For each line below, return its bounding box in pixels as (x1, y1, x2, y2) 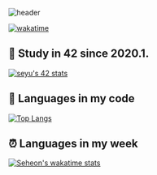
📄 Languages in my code (8, 92, 136, 105)
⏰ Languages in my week (8, 137, 138, 151)
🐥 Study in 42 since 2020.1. (8, 47, 150, 61)
